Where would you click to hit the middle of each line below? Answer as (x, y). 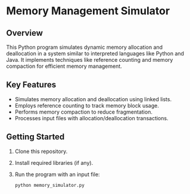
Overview (25, 33)
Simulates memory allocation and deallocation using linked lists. (93, 99)
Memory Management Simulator (88, 11)
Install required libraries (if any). (54, 162)
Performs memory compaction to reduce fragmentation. (84, 112)
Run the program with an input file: (57, 174)
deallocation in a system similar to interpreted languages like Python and (95, 54)
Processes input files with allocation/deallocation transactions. (91, 118)
